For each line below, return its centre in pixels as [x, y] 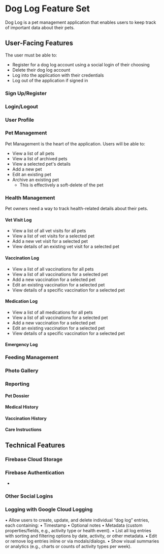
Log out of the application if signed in [50, 80]
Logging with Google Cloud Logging [49, 509]
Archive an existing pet [35, 180]
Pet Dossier [17, 396]
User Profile [20, 120]
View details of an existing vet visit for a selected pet [66, 247]
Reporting [17, 384]
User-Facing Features [39, 43]
